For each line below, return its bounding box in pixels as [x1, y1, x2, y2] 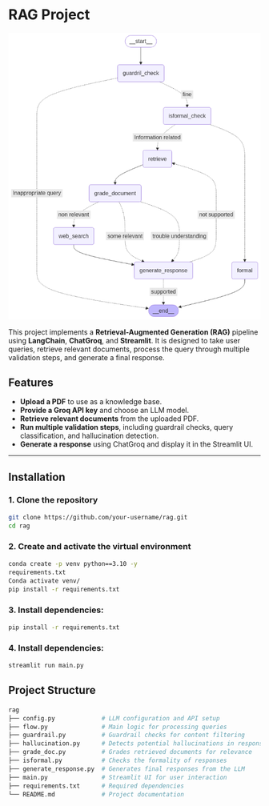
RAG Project [8, 6, 90, 24]
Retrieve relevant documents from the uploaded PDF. [19, 414, 199, 423]
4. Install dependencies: [8, 642, 104, 653]
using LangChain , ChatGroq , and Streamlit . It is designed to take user [8, 335, 241, 345]
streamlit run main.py [8, 662, 84, 670]
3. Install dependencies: [8, 604, 104, 616]
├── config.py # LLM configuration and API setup [8, 714, 220, 722]
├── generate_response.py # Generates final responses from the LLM [8, 764, 246, 773]
